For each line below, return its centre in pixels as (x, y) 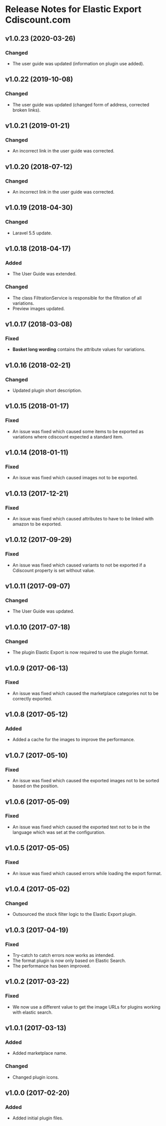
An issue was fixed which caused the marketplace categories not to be (85, 693)
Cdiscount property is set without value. (53, 570)
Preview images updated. (38, 308)
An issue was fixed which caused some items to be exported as (78, 431)
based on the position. (35, 786)
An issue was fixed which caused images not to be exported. (75, 478)
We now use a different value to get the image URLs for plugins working (86, 1007)
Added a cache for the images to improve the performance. (73, 740)
